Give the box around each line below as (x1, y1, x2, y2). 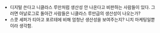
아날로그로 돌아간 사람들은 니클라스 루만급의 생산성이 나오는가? (19, 10, 141, 16)
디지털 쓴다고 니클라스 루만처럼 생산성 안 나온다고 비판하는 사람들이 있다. (9, 4, 150, 10)
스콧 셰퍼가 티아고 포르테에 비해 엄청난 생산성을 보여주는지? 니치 (9, 17, 134, 22)
